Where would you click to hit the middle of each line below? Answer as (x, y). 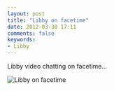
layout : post (26, 14)
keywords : (22, 40)
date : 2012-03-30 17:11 (42, 27)
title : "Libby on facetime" (48, 20)
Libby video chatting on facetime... (57, 66)
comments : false (31, 33)
